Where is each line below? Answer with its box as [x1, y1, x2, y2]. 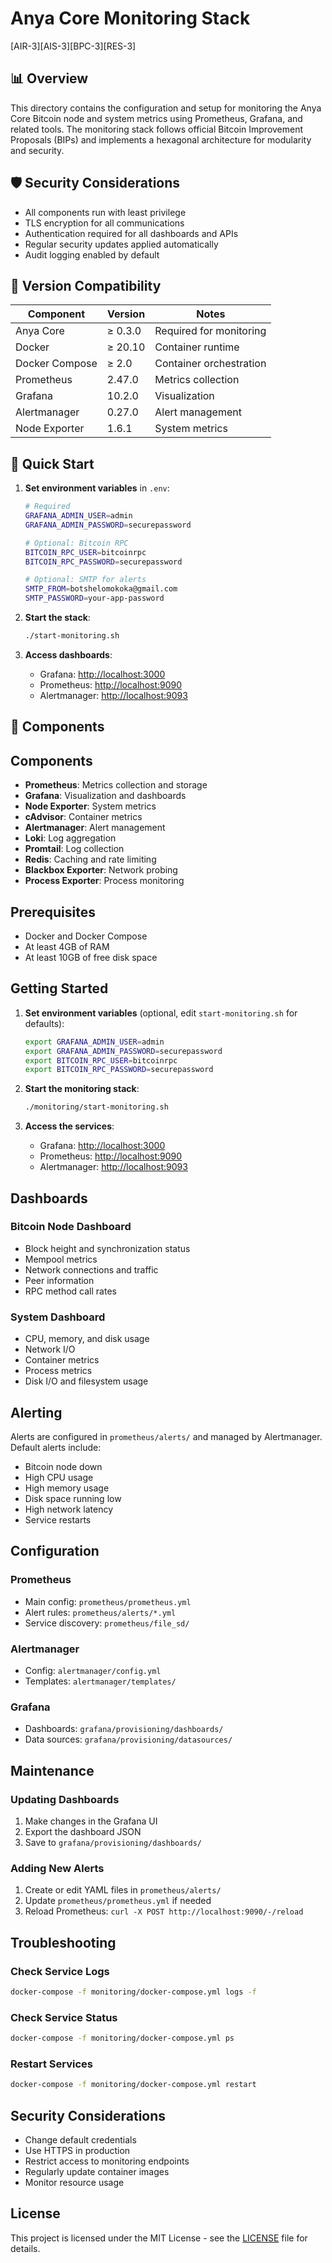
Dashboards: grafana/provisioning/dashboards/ [24, 1723, 224, 1735]
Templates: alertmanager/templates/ [24, 1675, 177, 1687]
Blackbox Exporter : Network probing [24, 864, 178, 876]
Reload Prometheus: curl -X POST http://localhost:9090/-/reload [24, 1905, 304, 1917]
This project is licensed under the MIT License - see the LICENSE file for [10, 2232, 308, 2244]
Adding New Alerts [10, 1861, 105, 1875]
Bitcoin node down [24, 1460, 103, 1472]
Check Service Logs [10, 1964, 110, 1978]
